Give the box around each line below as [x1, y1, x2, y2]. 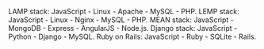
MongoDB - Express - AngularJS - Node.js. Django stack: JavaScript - [8, 24, 238, 32]
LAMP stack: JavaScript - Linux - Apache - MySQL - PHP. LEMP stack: [8, 7, 239, 16]
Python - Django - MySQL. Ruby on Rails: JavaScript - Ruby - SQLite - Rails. [8, 32, 257, 41]
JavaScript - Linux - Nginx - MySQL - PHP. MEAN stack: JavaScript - [8, 15, 234, 24]
